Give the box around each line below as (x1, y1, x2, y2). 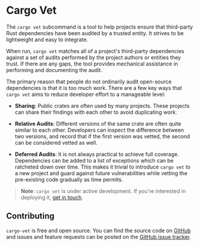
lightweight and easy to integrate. (6, 36, 88, 43)
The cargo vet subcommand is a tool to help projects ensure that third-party (6, 23, 193, 30)
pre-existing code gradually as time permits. (14, 176, 124, 183)
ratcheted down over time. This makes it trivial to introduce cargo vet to (14, 163, 191, 170)
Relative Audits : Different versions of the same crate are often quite (14, 120, 181, 127)
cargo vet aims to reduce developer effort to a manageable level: (6, 91, 166, 98)
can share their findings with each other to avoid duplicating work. (14, 108, 178, 116)
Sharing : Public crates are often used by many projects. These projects (14, 102, 190, 109)
